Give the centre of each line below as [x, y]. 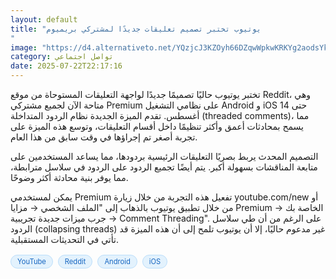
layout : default [44, 19]
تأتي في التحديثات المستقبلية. [64, 239]
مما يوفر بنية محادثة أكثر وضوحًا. [69, 177]
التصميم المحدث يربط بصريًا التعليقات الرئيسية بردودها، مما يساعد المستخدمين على [164, 156]
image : [24, 47]
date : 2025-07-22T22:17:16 [66, 66]
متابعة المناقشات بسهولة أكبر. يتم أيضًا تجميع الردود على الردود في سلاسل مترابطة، [164, 167]
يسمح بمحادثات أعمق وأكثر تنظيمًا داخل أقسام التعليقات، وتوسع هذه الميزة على [157, 126]
